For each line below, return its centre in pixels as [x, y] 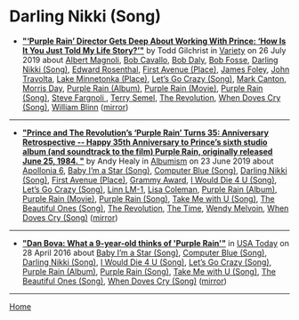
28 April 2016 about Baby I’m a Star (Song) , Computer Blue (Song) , [144, 252]
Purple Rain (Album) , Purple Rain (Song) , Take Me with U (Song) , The [149, 271]
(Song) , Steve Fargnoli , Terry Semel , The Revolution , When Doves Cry [151, 97]
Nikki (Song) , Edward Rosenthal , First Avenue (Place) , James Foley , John [156, 69]
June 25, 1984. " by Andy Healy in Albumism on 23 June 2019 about [148, 161]
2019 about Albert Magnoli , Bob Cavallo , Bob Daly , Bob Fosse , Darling [150, 60]
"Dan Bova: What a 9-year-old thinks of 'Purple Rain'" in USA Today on [155, 243]
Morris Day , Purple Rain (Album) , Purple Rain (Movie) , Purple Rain [142, 88]
